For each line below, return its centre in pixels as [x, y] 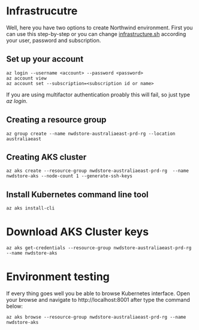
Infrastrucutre [42, 11]
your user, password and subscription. [54, 40]
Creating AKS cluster [46, 157]
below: [14, 306]
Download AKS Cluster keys [77, 232]
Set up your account [45, 59]
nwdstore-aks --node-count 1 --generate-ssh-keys [70, 176]
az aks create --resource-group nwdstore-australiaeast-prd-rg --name [97, 171]
